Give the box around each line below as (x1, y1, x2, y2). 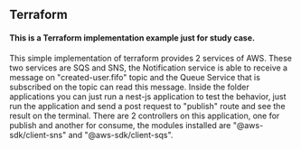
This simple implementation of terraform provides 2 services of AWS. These (9, 52, 292, 63)
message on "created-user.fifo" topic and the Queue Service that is (9, 71, 260, 82)
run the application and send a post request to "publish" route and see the (9, 100, 287, 111)
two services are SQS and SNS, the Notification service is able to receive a (9, 62, 287, 73)
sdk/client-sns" (9, 129, 67, 140)
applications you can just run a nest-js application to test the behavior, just (9, 90, 287, 102)
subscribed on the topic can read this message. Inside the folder (9, 81, 250, 92)
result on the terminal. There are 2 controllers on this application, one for (9, 110, 280, 121)
